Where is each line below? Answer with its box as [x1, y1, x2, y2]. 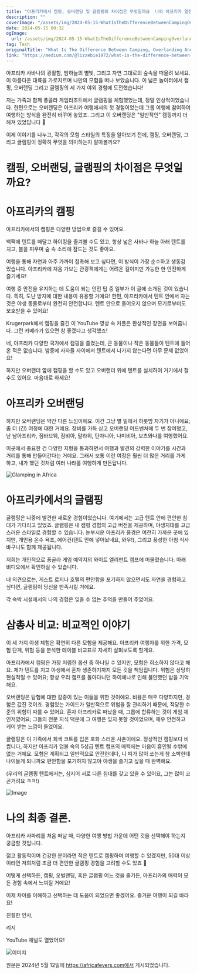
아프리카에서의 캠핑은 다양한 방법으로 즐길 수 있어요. [6, 225, 125, 232]
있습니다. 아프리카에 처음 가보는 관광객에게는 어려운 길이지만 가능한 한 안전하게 [6, 265, 186, 272]
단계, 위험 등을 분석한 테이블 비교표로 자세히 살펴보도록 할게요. [12, 646, 155, 653]
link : [6, 52, 19, 58]
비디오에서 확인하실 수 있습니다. [6, 563, 79, 571]
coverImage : [6, 19, 35, 25]
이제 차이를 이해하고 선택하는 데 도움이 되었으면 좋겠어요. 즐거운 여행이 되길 [6, 892, 178, 899]
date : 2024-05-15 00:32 [6, 25, 64, 31]
